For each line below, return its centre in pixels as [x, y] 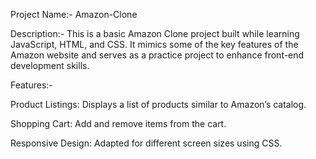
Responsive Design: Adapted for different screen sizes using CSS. [146, 143]
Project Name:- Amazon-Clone [74, 14]
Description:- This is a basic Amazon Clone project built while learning [155, 33]
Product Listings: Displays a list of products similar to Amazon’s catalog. [158, 104]
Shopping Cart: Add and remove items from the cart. [118, 123]
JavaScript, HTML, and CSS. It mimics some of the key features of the [154, 44]
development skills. [50, 65]
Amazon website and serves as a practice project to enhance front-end [157, 55]
